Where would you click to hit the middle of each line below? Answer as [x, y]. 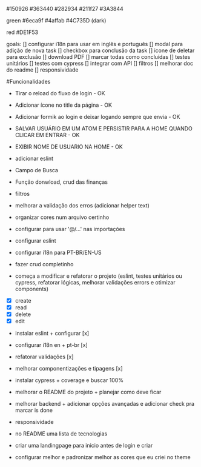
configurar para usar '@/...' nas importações [70, 229]
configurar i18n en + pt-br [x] [51, 345]
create [23, 301]
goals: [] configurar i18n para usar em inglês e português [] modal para [95, 44]
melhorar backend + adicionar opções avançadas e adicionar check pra [105, 404]
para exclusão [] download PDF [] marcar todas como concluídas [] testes [98, 57]
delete [23, 314]
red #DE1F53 [22, 32]
